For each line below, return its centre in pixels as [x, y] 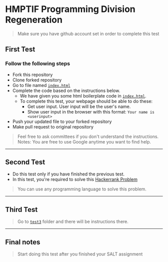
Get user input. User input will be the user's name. [79, 106]
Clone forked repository [37, 80]
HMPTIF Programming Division [70, 9]
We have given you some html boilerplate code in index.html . [83, 95]
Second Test [25, 162]
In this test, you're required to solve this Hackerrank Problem [75, 179]
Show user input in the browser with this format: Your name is [91, 111]
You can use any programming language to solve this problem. [82, 189]
